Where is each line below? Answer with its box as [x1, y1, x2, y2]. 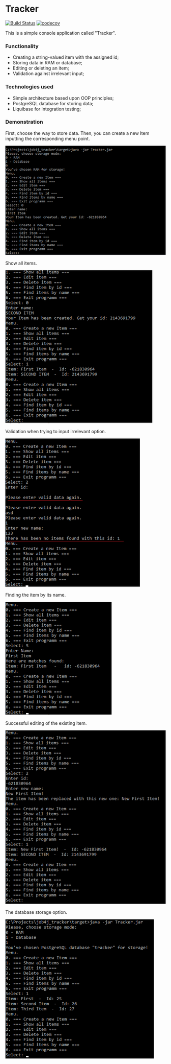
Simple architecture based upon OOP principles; [12, 95, 114, 101]
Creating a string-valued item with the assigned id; [12, 54, 119, 60]
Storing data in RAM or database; [12, 60, 82, 66]
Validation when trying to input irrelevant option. [5, 429, 106, 435]
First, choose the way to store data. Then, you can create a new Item [5, 130, 150, 136]
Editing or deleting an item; [12, 65, 70, 72]
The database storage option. [5, 909, 68, 915]
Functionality [5, 42, 39, 50]
